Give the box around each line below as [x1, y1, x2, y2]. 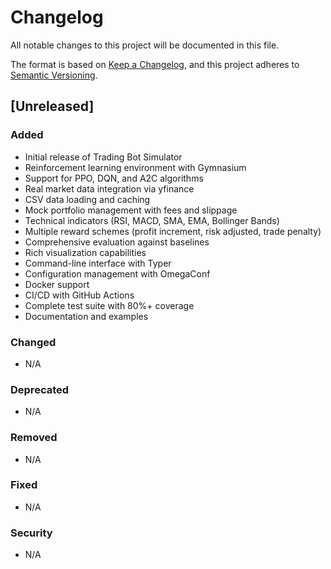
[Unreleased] [10, 98, 95, 115]
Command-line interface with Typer [24, 257, 172, 269]
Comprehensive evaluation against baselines [24, 236, 210, 248]
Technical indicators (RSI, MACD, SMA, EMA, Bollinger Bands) [24, 214, 280, 226]
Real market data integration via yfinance [24, 182, 195, 195]
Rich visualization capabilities [24, 246, 147, 258]
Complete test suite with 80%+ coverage [24, 299, 195, 311]
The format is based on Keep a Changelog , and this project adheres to [10, 58, 300, 70]
